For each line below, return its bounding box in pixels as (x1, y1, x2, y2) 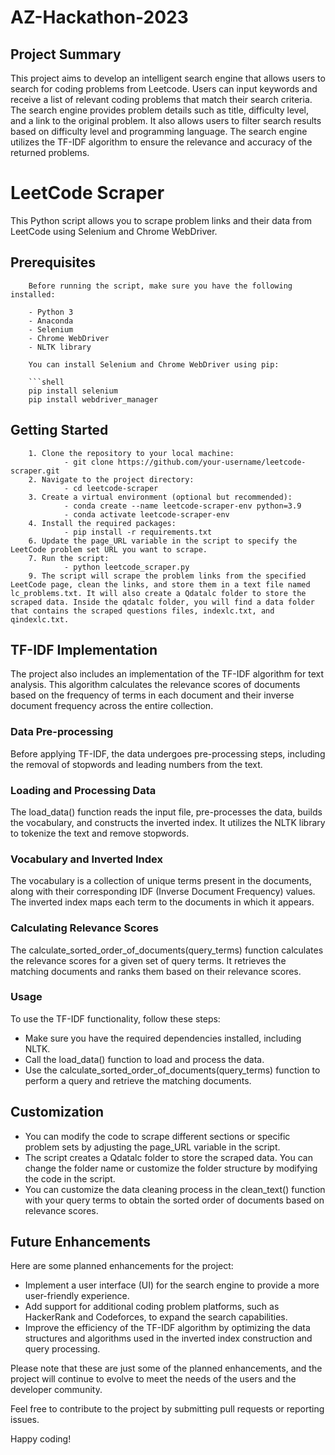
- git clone (63, 457, 114, 467)
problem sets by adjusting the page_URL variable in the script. (24, 1141, 281, 1153)
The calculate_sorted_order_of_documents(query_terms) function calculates (10, 944, 324, 956)
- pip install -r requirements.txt (63, 527, 213, 537)
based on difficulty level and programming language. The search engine (10, 126, 308, 137)
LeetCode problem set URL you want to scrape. (10, 544, 208, 555)
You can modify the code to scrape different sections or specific (24, 1130, 291, 1142)
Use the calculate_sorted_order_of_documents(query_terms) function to (24, 1064, 321, 1076)
